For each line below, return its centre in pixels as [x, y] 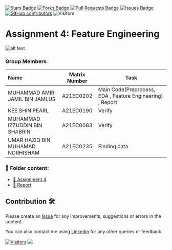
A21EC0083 [77, 125]
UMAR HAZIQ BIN [29, 140]
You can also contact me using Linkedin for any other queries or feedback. [84, 232]
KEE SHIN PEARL [28, 111]
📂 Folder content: [27, 168]
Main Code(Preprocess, [127, 89]
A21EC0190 [77, 111]
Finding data [113, 147]
